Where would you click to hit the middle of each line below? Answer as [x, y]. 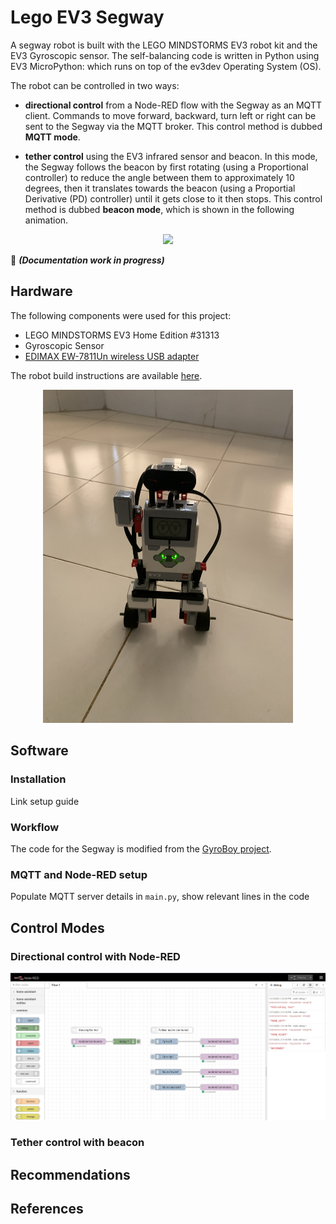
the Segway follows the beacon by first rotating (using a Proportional [166, 167]
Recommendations [70, 1174]
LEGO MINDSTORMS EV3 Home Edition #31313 [122, 335]
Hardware [41, 291]
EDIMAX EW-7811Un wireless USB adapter [112, 356]
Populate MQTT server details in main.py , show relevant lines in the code [160, 897]
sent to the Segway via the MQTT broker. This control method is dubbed [173, 126]
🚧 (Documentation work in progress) [87, 260]
